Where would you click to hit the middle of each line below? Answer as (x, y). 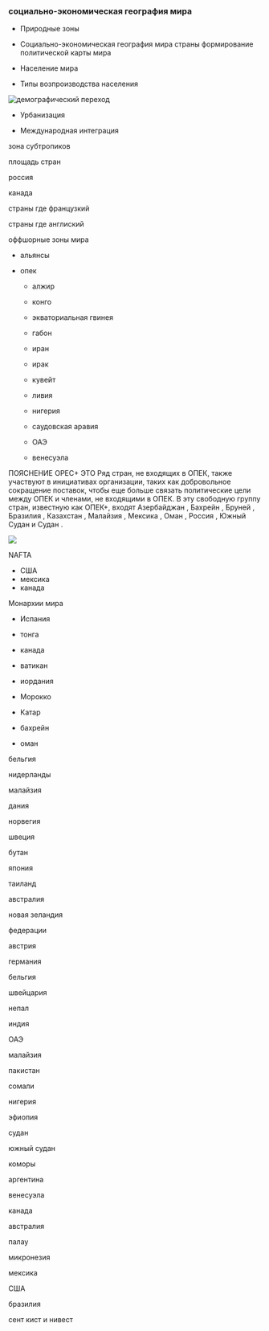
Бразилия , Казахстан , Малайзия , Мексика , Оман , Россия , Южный (127, 516)
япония (21, 868)
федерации (27, 931)
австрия (22, 946)
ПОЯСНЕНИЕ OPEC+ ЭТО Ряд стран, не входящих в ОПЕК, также (120, 473)
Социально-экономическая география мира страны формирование (137, 44)
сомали (21, 1086)
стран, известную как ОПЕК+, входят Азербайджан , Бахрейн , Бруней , (132, 507)
